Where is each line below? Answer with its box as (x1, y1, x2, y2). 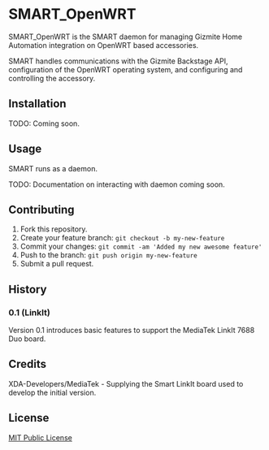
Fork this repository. (20, 224, 88, 234)
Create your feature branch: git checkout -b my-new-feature (20, 233, 225, 243)
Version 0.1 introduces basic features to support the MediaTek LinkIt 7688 (8, 326, 255, 335)
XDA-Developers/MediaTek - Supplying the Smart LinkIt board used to (8, 379, 244, 388)
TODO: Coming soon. (8, 119, 80, 128)
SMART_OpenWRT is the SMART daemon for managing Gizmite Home (8, 32, 242, 41)
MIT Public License (8, 432, 73, 443)
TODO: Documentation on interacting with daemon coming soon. (8, 180, 225, 189)
